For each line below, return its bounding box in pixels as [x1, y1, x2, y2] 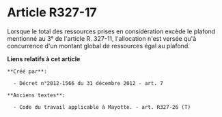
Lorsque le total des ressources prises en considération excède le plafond [7, 27, 216, 35]
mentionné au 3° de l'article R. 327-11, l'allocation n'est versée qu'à [7, 34, 197, 42]
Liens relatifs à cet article [7, 54, 81, 63]
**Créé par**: [7, 68, 48, 75]
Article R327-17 [7, 5, 97, 20]
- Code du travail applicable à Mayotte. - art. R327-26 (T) [13, 103, 191, 110]
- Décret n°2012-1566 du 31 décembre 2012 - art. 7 [13, 80, 164, 86]
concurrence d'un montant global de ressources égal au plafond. [7, 41, 190, 50]
